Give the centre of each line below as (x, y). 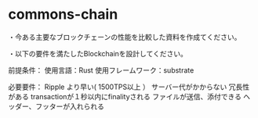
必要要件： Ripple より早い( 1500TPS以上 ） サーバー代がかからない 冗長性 (129, 87)
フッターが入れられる (69, 106)
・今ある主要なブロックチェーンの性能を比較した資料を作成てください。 (125, 37)
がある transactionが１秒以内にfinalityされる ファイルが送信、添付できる (125, 96)
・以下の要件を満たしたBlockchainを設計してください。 (98, 53)
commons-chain (63, 14)
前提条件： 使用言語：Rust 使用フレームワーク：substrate (101, 70)
